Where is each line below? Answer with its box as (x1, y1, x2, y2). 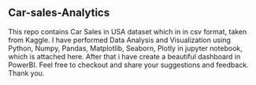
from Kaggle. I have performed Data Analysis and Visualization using (8, 35, 231, 44)
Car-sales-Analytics (8, 6, 110, 19)
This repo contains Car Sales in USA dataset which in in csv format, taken (8, 27, 247, 36)
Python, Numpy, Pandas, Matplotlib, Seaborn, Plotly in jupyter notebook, (8, 43, 243, 53)
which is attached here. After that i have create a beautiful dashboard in (8, 51, 241, 61)
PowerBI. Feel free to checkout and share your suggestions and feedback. (8, 60, 250, 69)
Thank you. (8, 68, 45, 77)
